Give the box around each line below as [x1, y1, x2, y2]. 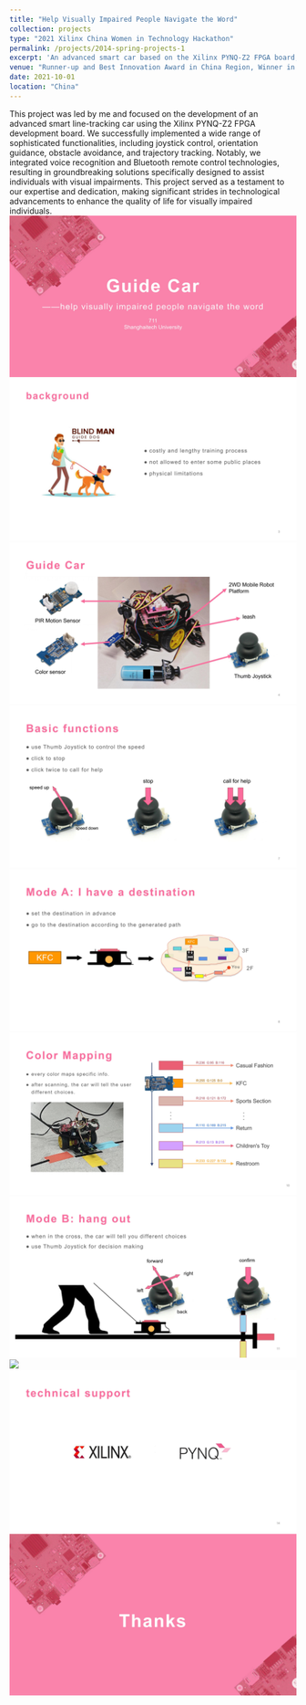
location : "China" [9, 82, 79, 91]
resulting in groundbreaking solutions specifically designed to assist [9, 166, 265, 177]
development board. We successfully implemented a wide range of [9, 128, 261, 139]
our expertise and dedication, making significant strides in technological [9, 185, 280, 196]
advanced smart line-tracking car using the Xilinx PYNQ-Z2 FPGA [9, 118, 256, 129]
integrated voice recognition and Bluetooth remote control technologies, [9, 156, 280, 168]
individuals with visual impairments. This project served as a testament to [9, 176, 285, 187]
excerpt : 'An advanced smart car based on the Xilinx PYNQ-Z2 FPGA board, [9, 53, 300, 63]
